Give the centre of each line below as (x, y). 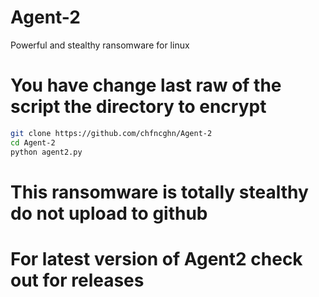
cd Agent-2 (33, 142)
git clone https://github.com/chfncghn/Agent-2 (111, 133)
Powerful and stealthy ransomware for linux (100, 45)
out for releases (77, 280)
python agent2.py (46, 152)
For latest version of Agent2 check (156, 258)
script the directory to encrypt (138, 107)
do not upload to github (109, 213)
